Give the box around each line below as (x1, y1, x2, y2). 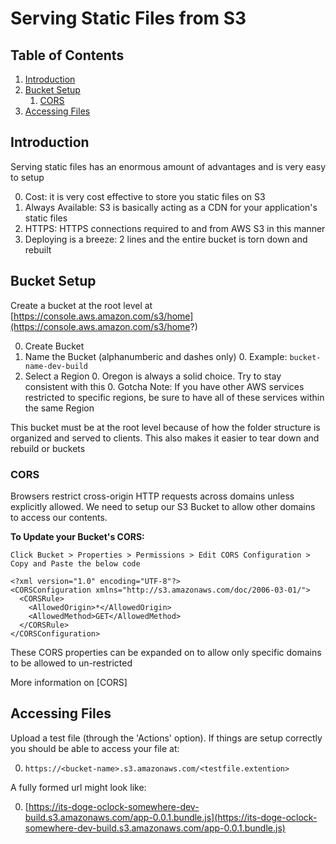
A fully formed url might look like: (10, 781, 147, 793)
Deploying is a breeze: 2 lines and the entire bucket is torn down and (24, 233, 308, 245)
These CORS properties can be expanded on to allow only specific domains (10, 646, 322, 658)
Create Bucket (24, 340, 85, 352)
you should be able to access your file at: (10, 742, 180, 754)
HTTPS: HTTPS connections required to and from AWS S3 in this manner (24, 222, 326, 234)
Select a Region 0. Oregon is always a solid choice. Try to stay (24, 370, 282, 382)
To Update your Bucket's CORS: (10, 530, 145, 542)
